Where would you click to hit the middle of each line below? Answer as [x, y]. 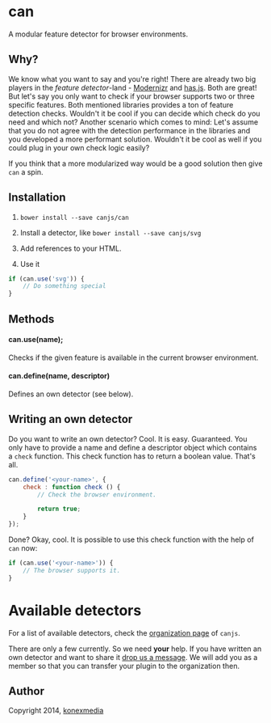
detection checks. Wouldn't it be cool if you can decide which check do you [134, 113]
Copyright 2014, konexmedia [56, 711]
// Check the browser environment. [97, 495]
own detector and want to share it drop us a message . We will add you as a [133, 657]
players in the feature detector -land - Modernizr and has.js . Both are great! [133, 87]
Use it [30, 264]
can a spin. [26, 171]
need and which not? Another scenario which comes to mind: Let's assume [133, 122]
